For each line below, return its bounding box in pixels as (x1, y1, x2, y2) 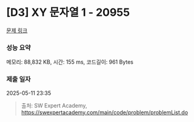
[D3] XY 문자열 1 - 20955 (6, 5, 130, 19)
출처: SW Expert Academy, (21, 101, 87, 109)
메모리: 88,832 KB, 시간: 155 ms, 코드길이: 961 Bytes (6, 58, 133, 66)
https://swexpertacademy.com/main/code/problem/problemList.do (21, 109, 189, 116)
